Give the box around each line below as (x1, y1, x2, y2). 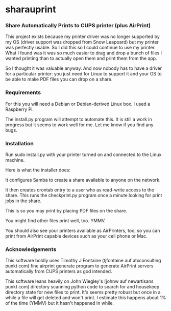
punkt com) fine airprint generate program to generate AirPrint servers (5, 263, 154, 269)
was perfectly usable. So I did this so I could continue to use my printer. (5, 45, 156, 51)
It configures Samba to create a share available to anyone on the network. (5, 177, 161, 183)
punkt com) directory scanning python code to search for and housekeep (5, 284, 160, 290)
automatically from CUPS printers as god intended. (5, 268, 112, 275)
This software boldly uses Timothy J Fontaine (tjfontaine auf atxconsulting (5, 258, 161, 264)
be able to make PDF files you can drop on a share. (5, 76, 113, 83)
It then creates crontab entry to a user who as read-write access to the (5, 187, 155, 193)
